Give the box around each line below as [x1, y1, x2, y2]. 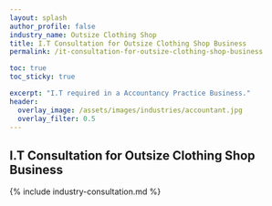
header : [9, 97, 39, 106]
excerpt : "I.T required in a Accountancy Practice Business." [9, 88, 251, 98]
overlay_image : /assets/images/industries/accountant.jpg [17, 106, 244, 115]
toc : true [9, 64, 47, 73]
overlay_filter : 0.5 [17, 114, 96, 123]
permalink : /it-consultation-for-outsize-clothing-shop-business [9, 47, 263, 57]
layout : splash [9, 13, 68, 23]
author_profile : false [9, 22, 96, 31]
